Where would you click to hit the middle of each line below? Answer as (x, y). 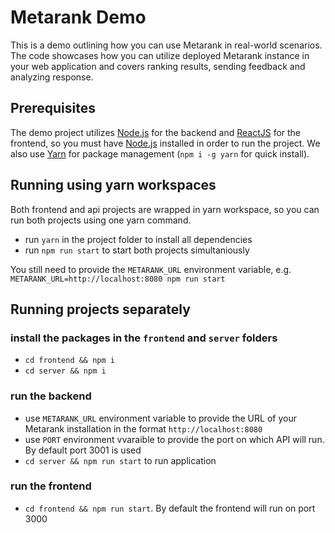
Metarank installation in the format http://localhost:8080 (143, 428)
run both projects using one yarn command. (101, 220)
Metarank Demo (78, 17)
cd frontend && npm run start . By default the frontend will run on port (170, 508)
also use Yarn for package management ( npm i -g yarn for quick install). (160, 153)
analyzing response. (52, 77)
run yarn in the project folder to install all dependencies (138, 239)
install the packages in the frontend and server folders (144, 338)
